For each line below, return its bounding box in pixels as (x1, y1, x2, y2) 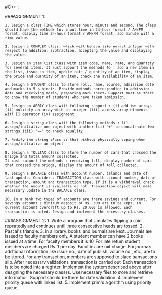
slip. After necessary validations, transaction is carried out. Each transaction (5, 259, 157, 264)
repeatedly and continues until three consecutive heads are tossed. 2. (5, 223, 144, 229)
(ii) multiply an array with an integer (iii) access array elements (5, 108, 148, 112)
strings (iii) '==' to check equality (5, 129, 83, 134)
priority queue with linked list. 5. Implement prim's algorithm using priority (5, 279, 152, 285)
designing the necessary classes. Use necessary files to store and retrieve (5, 269, 153, 275)
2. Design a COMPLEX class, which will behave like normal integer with (5, 44, 154, 49)
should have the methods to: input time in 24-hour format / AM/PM (5, 27, 144, 32)
